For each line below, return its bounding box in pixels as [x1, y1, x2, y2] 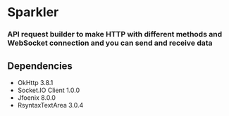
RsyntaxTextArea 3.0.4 [17, 101, 84, 109]
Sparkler [7, 4, 59, 20]
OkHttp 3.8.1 [17, 78, 54, 86]
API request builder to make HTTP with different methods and [7, 30, 223, 39]
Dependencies [7, 60, 73, 72]
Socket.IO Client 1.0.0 [17, 86, 80, 94]
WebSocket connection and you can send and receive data [7, 38, 213, 48]
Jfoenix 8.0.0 [17, 93, 56, 102]
